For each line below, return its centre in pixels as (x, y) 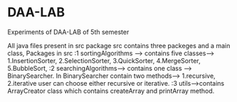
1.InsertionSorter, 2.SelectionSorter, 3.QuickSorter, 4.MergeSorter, (104, 60)
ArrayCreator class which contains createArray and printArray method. (111, 91)
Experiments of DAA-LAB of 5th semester (68, 32)
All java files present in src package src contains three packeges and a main (119, 45)
